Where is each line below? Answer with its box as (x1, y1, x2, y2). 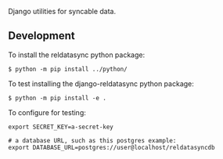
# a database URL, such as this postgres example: (8, 136, 177, 144)
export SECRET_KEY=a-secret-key (8, 123, 113, 131)
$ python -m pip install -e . (8, 94, 107, 102)
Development (8, 29, 76, 42)
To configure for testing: (8, 107, 86, 117)
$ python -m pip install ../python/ (8, 65, 128, 73)
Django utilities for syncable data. (8, 7, 116, 16)
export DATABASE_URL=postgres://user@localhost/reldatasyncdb (8, 143, 215, 151)
